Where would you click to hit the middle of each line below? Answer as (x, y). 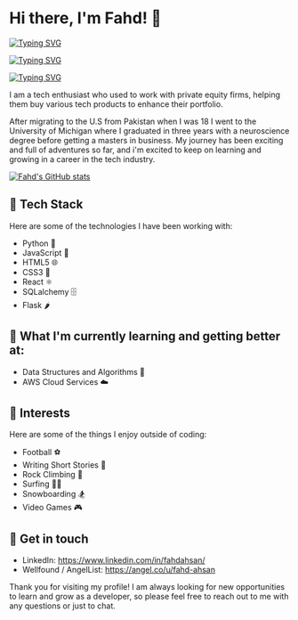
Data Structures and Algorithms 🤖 (83, 371)
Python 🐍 (39, 243)
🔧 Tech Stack (46, 204)
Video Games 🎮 (52, 508)
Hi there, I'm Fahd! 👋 (85, 18)
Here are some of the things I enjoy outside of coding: (108, 435)
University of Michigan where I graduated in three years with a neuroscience (149, 131)
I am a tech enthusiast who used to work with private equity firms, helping (145, 94)
